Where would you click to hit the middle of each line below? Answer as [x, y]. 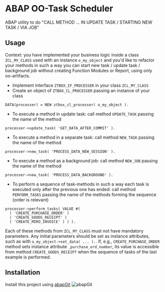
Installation [23, 273]
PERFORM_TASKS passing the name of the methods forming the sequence [84, 195]
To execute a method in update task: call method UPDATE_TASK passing [83, 114]
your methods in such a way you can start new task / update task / [73, 65]
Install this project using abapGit [38, 284]
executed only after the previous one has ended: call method [74, 189]
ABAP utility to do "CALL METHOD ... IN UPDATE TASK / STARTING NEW [79, 22]
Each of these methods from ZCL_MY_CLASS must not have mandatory [74, 231]
